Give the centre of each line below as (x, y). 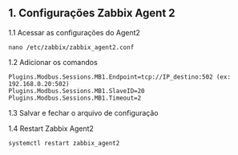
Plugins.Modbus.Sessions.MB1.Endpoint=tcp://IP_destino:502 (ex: (119, 77)
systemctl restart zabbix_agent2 (64, 143)
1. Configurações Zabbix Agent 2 (92, 13)
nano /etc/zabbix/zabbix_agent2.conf (71, 47)
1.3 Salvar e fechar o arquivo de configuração (83, 112)
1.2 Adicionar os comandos (53, 62)
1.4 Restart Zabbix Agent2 (51, 128)
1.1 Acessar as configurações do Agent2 (74, 32)
